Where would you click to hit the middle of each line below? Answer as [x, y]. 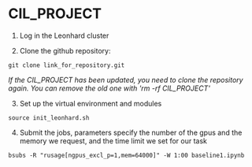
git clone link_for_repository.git [67, 65]
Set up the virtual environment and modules [91, 103]
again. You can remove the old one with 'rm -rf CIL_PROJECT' [109, 88]
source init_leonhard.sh [49, 118]
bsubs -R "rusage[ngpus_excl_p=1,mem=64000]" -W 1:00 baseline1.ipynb [126, 155]
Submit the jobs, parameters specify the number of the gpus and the [131, 132]
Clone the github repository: [65, 50]
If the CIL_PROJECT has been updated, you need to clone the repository [126, 80]
